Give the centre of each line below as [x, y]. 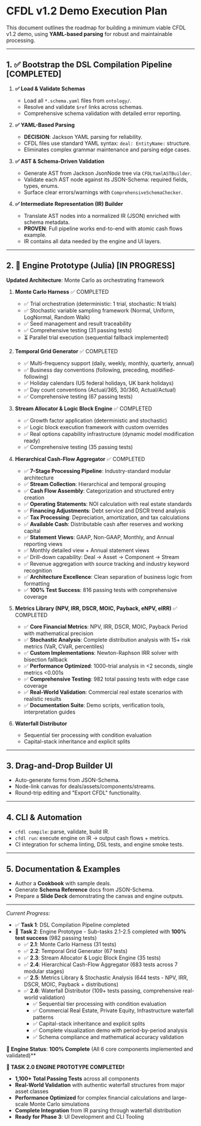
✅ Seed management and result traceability [77, 323]
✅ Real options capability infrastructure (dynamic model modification [109, 434]
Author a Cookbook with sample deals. [63, 883]
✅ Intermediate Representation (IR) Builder [69, 204]
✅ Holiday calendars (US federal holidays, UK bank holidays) [99, 383]
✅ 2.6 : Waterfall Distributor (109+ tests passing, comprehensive [102, 991]
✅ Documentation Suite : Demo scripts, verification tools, [94, 705]
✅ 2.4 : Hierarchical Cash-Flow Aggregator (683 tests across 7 [101, 964]
